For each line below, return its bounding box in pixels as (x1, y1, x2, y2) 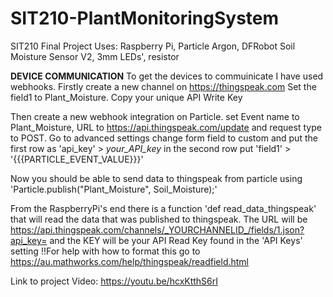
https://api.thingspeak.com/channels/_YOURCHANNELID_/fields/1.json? (10, 223, 305, 236)
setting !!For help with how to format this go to (10, 245, 201, 257)
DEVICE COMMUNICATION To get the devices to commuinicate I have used (10, 70, 324, 82)
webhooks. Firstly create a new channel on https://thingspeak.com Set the (10, 80, 317, 92)
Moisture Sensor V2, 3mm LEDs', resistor (10, 50, 180, 62)
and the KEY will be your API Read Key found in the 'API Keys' (49, 234, 303, 246)
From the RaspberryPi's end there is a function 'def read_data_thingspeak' (10, 202, 317, 214)
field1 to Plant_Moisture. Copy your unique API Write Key (10, 91, 243, 103)
